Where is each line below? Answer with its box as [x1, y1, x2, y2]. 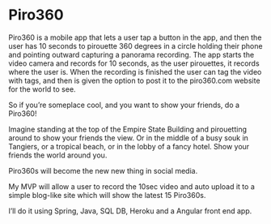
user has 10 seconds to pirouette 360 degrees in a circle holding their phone [8, 41, 263, 50]
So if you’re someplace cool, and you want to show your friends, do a [8, 100, 240, 110]
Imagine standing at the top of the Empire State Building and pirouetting [8, 124, 247, 134]
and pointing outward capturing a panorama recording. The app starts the [8, 50, 255, 59]
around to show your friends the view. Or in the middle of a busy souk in [8, 132, 249, 143]
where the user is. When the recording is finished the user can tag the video [8, 67, 262, 76]
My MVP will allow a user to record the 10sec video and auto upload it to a [8, 181, 255, 192]
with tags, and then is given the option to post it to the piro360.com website [8, 75, 260, 85]
